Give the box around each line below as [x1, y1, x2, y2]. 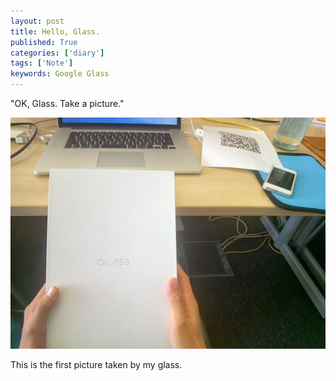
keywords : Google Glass [10, 69, 110, 79]
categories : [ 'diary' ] [10, 48, 105, 58]
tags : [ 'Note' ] [10, 58, 74, 69]
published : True [10, 37, 78, 47]
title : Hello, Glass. [10, 26, 101, 37]
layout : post [10, 16, 65, 26]
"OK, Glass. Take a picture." [10, 98, 125, 109]
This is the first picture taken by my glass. [10, 358, 183, 370]
